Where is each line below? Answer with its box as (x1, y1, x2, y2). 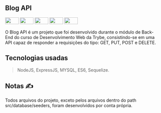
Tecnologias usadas (5, 54, 68, 62)
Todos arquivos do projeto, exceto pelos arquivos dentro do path (5, 97, 137, 103)
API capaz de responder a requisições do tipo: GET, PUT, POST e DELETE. (5, 39, 156, 45)
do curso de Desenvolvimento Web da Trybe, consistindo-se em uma (14, 34, 155, 40)
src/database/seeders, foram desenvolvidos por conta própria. (5, 103, 133, 109)
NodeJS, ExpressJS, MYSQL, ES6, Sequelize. (17, 67, 109, 73)
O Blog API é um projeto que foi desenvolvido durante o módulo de (5, 29, 141, 35)
